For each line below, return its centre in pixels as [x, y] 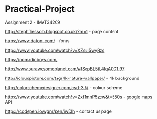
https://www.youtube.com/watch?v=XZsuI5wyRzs [55, 50]
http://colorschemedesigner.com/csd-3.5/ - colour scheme [64, 87]
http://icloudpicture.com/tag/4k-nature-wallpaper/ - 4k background [72, 78]
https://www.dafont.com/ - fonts [37, 41]
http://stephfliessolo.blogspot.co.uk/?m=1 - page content [62, 31]
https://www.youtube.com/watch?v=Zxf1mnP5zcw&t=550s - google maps [79, 97]
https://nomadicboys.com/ [31, 59]
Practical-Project [40, 9]
